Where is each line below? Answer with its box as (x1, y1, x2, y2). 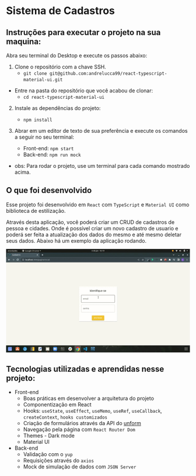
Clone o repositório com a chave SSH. (14, 63, 106, 70)
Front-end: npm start (23, 145, 74, 151)
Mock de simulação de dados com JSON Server (23, 463, 136, 470)
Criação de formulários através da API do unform (23, 420, 141, 427)
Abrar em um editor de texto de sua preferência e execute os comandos (14, 127, 188, 134)
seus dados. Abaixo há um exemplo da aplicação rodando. (6, 237, 147, 244)
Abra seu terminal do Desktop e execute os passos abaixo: (6, 52, 148, 59)
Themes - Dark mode (23, 432, 75, 439)
